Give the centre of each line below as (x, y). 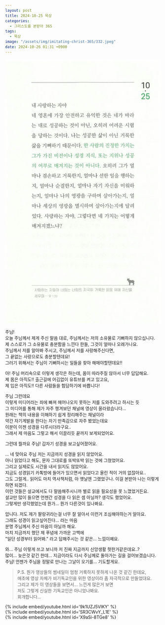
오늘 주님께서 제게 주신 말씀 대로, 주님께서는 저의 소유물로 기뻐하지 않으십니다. (80, 338)
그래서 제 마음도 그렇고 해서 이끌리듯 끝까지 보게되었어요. (60, 433)
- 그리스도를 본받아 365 (31, 26)
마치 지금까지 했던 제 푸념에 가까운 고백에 (45, 532)
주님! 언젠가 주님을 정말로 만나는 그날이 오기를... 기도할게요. (62, 561)
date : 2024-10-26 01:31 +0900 (36, 47)
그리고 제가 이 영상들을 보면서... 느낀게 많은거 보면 (65, 584)
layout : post (19, 10)
